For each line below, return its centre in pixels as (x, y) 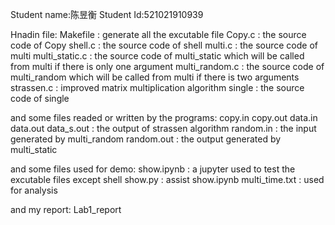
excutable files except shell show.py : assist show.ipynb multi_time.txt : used (167, 179)
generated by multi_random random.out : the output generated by (146, 139)
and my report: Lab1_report (66, 209)
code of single (40, 98)
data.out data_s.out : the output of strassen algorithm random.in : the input (163, 128)
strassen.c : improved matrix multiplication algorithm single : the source (157, 87)
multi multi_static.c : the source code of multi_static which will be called (157, 56)
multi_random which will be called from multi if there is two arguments (155, 77)
